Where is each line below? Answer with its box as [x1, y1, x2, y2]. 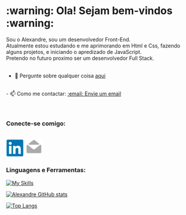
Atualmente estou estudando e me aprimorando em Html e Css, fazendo [6, 42, 180, 49]
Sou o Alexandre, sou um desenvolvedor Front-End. [6, 36, 131, 43]
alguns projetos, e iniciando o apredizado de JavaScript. [6, 48, 142, 55]
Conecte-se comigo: [6, 119, 66, 127]
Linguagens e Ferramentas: [6, 166, 86, 174]
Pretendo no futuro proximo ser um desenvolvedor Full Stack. [6, 54, 154, 62]
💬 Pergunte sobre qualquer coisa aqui [14, 72, 106, 79]
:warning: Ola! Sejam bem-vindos [6, 4, 173, 18]
